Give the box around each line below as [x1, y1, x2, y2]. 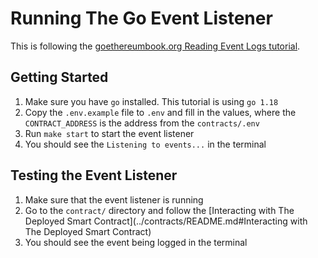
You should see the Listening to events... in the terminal [24, 138, 267, 150]
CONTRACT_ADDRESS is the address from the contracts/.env [24, 117, 260, 129]
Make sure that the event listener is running [24, 193, 204, 206]
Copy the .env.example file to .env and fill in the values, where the [24, 106, 297, 118]
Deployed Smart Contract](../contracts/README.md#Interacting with [24, 215, 308, 227]
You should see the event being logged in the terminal [24, 236, 248, 248]
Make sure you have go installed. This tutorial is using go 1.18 [24, 95, 279, 107]
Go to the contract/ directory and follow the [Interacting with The [24, 204, 295, 216]
